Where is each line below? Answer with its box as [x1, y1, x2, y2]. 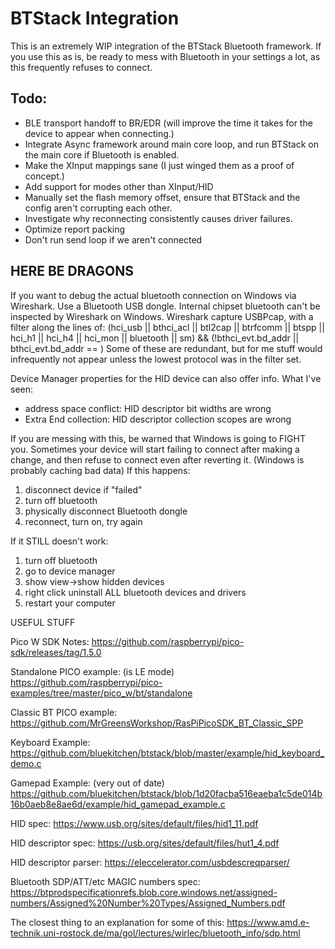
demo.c [10, 757, 42, 769]
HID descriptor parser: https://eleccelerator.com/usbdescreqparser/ [10, 856, 290, 868]
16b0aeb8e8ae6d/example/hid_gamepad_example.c [10, 798, 226, 810]
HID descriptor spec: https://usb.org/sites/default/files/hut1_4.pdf [10, 837, 280, 849]
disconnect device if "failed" [24, 483, 143, 496]
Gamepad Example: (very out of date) [10, 777, 165, 789]
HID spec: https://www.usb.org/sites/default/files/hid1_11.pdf [10, 817, 259, 829]
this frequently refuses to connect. [10, 61, 153, 73]
